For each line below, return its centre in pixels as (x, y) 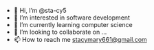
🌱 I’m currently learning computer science (73, 25)
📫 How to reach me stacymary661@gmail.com (80, 40)
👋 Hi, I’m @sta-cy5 (40, 10)
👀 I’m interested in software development (72, 18)
